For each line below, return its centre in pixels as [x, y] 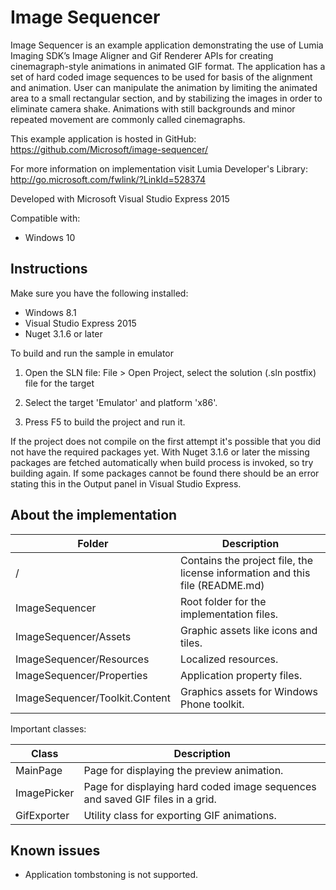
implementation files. [229, 614]
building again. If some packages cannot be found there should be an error [165, 473]
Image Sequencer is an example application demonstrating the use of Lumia [167, 45]
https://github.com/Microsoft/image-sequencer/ [109, 149]
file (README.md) [222, 585]
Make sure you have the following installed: [99, 293]
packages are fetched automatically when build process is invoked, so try [162, 462]
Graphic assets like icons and [248, 630]
